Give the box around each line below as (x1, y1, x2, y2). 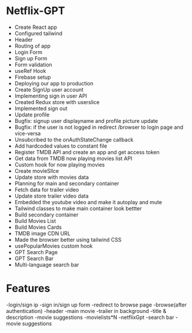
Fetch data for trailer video (14, 186, 79, 193)
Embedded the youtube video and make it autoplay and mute (14, 198, 163, 205)
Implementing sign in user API (14, 92, 87, 99)
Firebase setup (14, 74, 51, 81)
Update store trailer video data (14, 192, 89, 199)
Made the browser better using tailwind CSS (14, 236, 122, 243)
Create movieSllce (14, 167, 59, 174)
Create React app (14, 24, 58, 31)
